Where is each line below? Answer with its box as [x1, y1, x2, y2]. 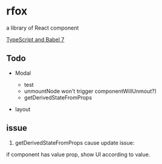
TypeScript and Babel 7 [6, 36, 65, 43]
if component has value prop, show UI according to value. [6, 151, 151, 158]
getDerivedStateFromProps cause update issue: [15, 139, 135, 146]
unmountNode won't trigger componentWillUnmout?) [24, 87, 157, 95]
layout [15, 106, 31, 113]
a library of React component [6, 24, 79, 31]
